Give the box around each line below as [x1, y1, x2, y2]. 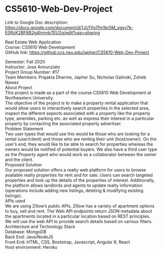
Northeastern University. [5, 95, 54, 100]
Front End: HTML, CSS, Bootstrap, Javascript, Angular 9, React [5, 239, 131, 245]
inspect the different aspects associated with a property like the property [5, 110, 151, 116]
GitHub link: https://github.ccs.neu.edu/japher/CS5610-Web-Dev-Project [5, 49, 149, 55]
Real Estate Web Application [5, 39, 61, 45]
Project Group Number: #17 [5, 69, 59, 75]
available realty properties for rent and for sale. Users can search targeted [5, 172, 153, 178]
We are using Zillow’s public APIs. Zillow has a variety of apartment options [5, 203, 155, 209]
